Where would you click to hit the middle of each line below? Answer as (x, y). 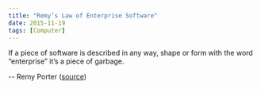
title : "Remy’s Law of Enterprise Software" (83, 15)
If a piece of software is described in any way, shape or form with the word (131, 53)
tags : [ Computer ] (37, 30)
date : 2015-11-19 (37, 23)
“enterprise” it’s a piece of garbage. (66, 61)
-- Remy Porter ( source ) (48, 77)
